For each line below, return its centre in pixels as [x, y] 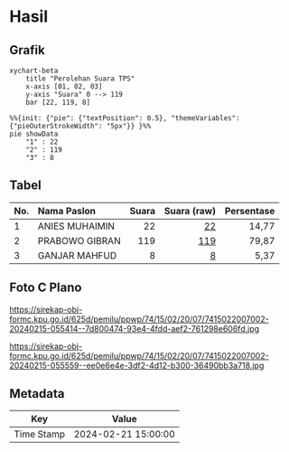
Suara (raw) [190, 211]
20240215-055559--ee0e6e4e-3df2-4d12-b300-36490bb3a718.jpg [137, 365]
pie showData [34, 134]
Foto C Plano [46, 288]
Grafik [27, 50]
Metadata [37, 394]
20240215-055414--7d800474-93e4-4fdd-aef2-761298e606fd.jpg [135, 328]
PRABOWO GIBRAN [79, 240]
